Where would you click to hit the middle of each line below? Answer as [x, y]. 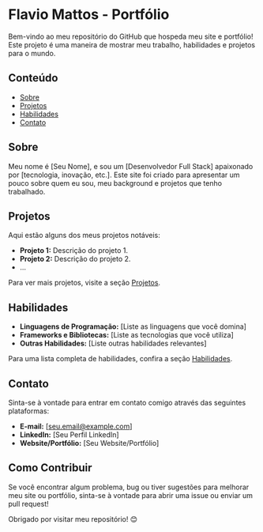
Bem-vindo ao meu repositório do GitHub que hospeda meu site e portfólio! [131, 36]
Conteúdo [33, 78]
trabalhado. [27, 191]
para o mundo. [32, 53]
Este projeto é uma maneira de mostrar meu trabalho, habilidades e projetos [132, 44]
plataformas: [29, 411]
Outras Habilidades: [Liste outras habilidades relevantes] [113, 343]
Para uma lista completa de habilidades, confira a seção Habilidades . [120, 359]
